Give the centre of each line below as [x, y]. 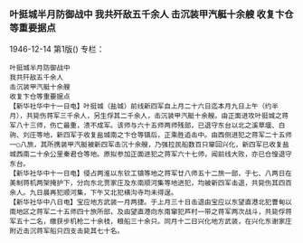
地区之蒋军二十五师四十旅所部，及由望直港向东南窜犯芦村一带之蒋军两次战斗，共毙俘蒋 [154, 212]
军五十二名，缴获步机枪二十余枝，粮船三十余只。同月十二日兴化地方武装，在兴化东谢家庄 [151, 222]
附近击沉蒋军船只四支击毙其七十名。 [67, 231]
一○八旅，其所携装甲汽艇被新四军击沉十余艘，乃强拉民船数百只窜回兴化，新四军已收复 [146, 145]
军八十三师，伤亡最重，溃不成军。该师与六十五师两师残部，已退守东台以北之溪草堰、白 [147, 126]
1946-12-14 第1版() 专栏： [57, 49]
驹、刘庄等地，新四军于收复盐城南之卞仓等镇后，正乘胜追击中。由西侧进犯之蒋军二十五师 [151, 136]
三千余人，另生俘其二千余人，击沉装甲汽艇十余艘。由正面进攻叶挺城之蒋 [175, 116]
